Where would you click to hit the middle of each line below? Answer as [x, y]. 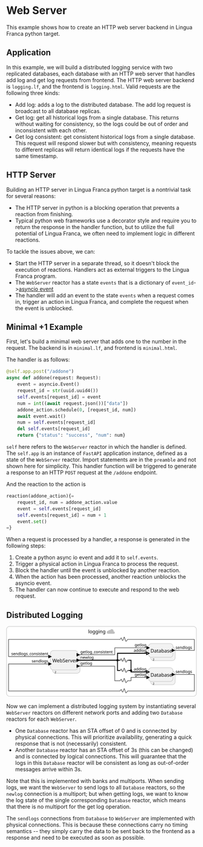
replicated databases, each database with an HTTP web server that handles [101, 74]
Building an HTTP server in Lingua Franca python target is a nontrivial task [99, 189]
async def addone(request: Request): [54, 378]
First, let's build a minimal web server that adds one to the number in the [96, 341]
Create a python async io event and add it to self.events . [86, 558]
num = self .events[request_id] [56, 423]
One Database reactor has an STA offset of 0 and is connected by [96, 730]
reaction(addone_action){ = [40, 496]
